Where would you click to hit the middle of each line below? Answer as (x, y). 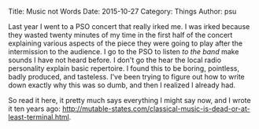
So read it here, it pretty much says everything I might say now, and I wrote (129, 100)
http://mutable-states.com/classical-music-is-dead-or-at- (156, 109)
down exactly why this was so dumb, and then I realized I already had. (122, 85)
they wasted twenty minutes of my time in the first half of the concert (120, 35)
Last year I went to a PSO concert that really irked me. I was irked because (129, 26)
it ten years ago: (34, 109)
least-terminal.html (39, 117)
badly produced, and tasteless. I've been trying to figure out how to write (127, 77)
